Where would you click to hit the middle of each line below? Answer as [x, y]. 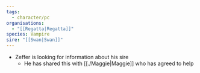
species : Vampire [28, 34]
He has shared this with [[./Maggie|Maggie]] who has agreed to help [109, 63]
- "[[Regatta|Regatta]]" [43, 29]
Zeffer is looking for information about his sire [72, 57]
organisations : [25, 23]
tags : [13, 12]
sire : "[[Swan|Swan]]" [35, 40]
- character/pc [31, 17]
